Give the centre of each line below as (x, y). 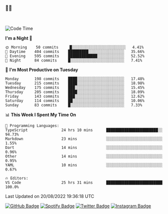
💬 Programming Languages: (32, 126)
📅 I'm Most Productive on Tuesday (42, 70)
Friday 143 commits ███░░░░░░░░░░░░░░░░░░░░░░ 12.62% (75, 96)
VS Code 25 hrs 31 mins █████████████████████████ (84, 183)
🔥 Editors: (17, 178)
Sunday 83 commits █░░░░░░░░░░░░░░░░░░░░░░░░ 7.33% (74, 105)
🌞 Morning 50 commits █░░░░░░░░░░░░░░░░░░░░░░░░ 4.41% (74, 47)
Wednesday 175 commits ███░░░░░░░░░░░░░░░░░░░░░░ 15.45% (75, 88)
